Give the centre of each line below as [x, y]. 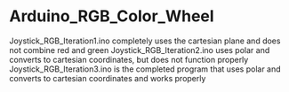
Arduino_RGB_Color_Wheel [112, 16]
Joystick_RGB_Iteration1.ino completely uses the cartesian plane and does [145, 41]
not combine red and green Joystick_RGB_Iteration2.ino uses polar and [140, 50]
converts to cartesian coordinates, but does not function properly [129, 59]
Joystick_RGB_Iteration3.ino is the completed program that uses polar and [145, 69]
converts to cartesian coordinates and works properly [108, 78]
